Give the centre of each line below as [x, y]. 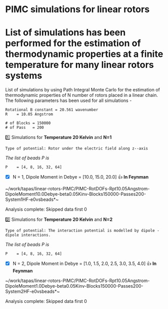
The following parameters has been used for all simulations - [69, 100]
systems [24, 76]
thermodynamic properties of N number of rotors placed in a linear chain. [82, 95]
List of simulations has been [66, 33]
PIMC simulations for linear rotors [78, 9]
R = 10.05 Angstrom [29, 114]
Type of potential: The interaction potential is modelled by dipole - [82, 231]
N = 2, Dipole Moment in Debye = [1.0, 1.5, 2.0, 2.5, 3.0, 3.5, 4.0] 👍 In [85, 264]
